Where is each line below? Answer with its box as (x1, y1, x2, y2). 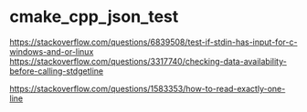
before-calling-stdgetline (9, 66, 103, 76)
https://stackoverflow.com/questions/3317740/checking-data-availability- (9, 56, 288, 66)
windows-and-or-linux (9, 46, 94, 56)
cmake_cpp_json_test (9, 6, 179, 27)
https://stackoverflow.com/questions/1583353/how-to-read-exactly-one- (9, 83, 286, 94)
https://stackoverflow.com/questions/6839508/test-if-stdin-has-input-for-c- (9, 36, 298, 47)
